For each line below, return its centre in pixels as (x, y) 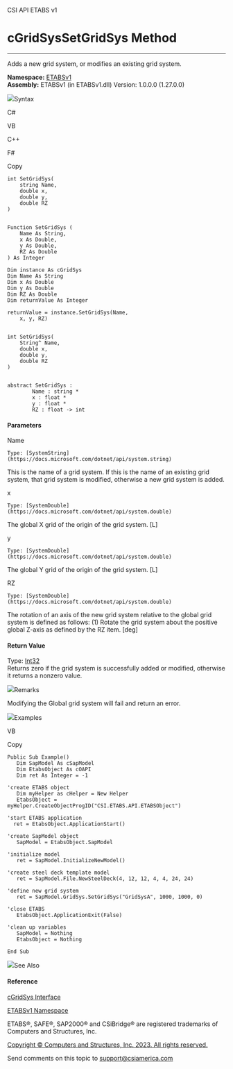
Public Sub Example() (38, 757)
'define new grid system (43, 891)
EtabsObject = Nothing (49, 940)
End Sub (18, 952)
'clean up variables (37, 927)
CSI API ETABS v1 (32, 10)
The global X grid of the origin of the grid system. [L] (83, 525)
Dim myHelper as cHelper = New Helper (72, 794)
